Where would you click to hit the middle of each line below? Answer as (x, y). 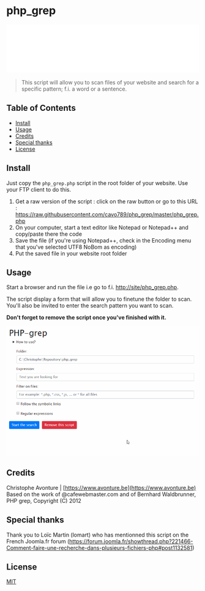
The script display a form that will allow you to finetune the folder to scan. (99, 299)
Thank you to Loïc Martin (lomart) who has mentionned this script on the (98, 535)
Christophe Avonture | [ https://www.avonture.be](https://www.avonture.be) (101, 487)
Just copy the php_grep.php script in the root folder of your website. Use (97, 183)
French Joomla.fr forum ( (38, 541)
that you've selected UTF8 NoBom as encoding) (76, 247)
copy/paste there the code (49, 234)
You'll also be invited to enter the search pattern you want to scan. (90, 306)
